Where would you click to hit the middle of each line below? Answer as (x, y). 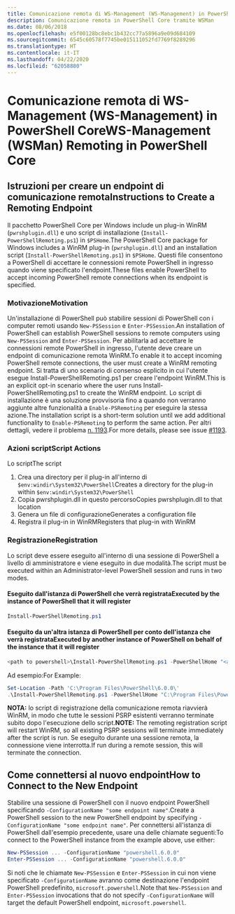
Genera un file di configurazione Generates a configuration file (107, 515)
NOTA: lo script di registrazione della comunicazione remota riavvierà (108, 708)
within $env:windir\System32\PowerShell (76, 492)
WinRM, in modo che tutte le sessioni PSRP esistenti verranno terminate (111, 715)
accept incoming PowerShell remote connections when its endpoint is (108, 277)
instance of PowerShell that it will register (69, 602)
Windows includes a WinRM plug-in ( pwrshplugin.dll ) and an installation (112, 247)
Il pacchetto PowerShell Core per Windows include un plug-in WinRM (107, 225)
